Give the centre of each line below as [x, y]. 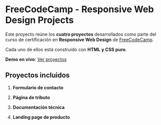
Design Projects [39, 20]
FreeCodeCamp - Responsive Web [80, 9]
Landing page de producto [41, 117]
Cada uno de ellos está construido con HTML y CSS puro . [66, 49]
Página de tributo [31, 97]
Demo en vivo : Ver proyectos [36, 59]
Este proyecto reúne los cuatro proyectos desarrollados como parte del [81, 34]
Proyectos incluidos [37, 75]
